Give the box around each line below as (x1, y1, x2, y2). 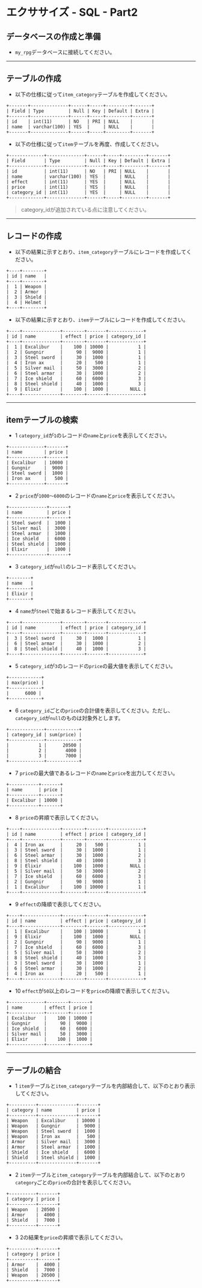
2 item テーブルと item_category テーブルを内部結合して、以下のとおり (14, 1171, 186, 1179)
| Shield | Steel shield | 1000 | (6, 1155, 101, 1161)
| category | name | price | (6, 1107, 101, 1113)
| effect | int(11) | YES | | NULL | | (6, 178, 171, 185)
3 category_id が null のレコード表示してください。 (14, 563, 139, 570)
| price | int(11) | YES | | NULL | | (6, 184, 171, 190)
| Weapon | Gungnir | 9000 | (6, 1123, 101, 1129)
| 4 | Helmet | (6, 299, 47, 305)
